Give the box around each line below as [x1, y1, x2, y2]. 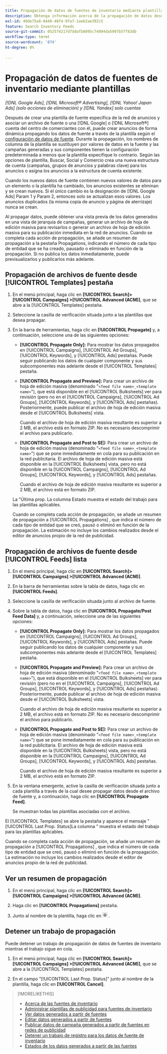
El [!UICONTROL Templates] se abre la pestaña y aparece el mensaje [5, 818, 147, 824]
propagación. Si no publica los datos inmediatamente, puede [5, 250, 130, 257]
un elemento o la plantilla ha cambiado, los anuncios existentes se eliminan [5, 182, 159, 188]
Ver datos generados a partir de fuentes [24, 1011, 107, 1017]
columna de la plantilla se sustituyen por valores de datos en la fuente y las [5, 141, 159, 147]
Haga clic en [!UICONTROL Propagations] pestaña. [12, 903, 118, 908]
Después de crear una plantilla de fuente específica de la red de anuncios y [5, 114, 160, 120]
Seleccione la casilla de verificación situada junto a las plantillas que [12, 312, 153, 318]
